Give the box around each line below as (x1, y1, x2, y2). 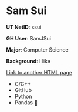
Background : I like (6, 57, 51, 65)
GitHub (14, 86, 32, 93)
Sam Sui (6, 4, 47, 18)
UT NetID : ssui (6, 23, 42, 30)
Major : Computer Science (6, 46, 69, 53)
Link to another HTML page (6, 69, 72, 76)
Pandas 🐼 (14, 99, 38, 106)
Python (14, 93, 32, 100)
